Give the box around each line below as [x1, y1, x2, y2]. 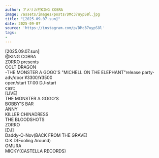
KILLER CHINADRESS [5, 111, 49, 117]
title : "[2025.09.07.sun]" [5, 16, 61, 21]
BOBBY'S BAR [5, 101, 34, 107]
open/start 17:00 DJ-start [5, 79, 57, 85]
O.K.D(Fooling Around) [5, 137, 51, 143]
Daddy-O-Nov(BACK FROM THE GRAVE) [5, 132, 88, 138]
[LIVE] [5, 90, 18, 96]
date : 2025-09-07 [5, 21, 41, 26]
